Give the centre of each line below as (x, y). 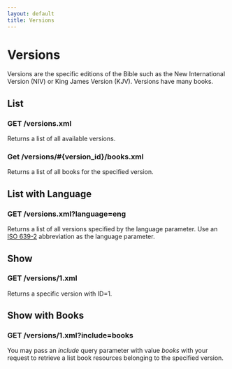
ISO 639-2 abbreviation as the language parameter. (81, 237)
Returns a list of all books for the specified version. (80, 172)
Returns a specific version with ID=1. (60, 294)
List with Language (50, 194)
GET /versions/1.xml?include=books (71, 335)
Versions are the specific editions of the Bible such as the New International (116, 74)
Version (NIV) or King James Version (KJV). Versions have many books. (110, 82)
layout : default (31, 14)
